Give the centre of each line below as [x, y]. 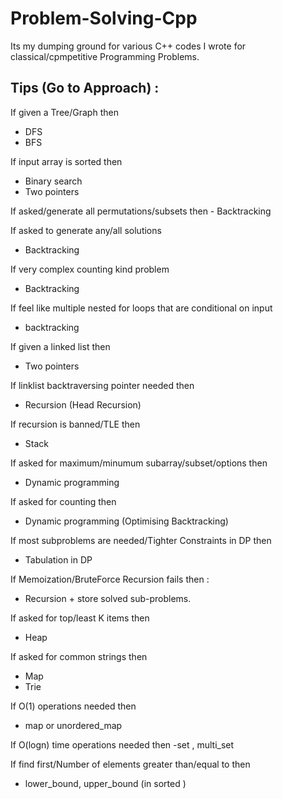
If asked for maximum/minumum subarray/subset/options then [139, 463]
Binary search [53, 181]
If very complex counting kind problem [90, 269]
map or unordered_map [73, 725]
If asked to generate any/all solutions [86, 230]
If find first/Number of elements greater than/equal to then [130, 764]
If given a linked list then [60, 346]
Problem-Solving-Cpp [104, 18]
